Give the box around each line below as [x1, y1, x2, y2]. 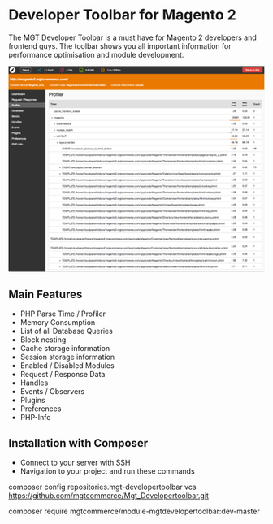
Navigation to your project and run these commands [19, 466, 195, 476]
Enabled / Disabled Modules [19, 361, 115, 370]
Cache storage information [19, 344, 110, 353]
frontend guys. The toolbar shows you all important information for [8, 41, 232, 50]
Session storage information [19, 352, 115, 362]
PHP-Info [19, 413, 51, 422]
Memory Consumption [19, 318, 96, 327]
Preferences [19, 404, 62, 414]
